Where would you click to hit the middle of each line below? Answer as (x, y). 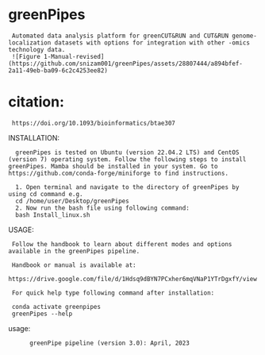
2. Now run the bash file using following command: (103, 208)
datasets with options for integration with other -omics (152, 42)
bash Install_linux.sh (53, 215)
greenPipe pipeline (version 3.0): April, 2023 (109, 343)
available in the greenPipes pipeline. (74, 251)
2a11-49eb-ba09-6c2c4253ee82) (58, 70)
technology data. (37, 49)
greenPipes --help (42, 314)
